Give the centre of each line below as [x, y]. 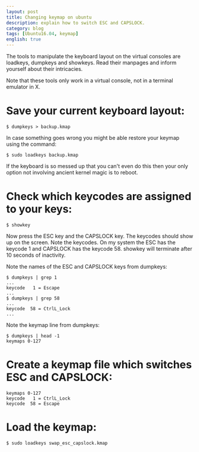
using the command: [31, 144]
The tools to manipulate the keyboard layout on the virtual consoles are [93, 56]
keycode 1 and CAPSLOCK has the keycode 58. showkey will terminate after [99, 248]
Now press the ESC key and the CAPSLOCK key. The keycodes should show [100, 236]
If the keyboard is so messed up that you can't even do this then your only [97, 166]
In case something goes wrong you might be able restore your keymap [93, 138]
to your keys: [39, 209]
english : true [24, 39]
